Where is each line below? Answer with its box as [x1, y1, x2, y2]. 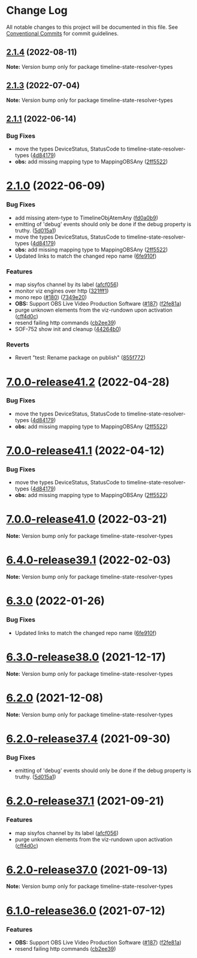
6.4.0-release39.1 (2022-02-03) [6, 553, 171, 567]
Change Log [6, 4, 68, 17]
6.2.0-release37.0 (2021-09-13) [6, 863, 168, 876]
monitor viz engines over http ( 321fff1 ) [14, 287, 109, 294]
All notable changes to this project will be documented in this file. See [6, 23, 178, 31]
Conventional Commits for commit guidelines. [6, 29, 119, 37]
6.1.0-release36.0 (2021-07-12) [6, 903, 166, 917]
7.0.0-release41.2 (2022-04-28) [6, 375, 170, 388]
